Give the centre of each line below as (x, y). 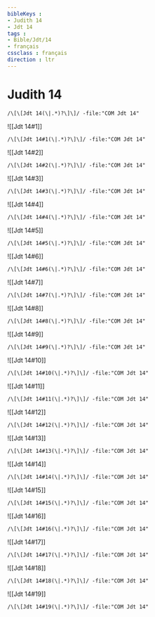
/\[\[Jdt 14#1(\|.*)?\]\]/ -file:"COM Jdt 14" (76, 139)
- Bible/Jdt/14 (29, 40)
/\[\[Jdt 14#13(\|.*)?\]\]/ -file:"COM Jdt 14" (78, 451)
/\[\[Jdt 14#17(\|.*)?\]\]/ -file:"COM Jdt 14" (78, 555)
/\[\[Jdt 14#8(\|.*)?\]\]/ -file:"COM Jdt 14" (76, 321)
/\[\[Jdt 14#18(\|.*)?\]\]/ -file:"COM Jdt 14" (78, 581)
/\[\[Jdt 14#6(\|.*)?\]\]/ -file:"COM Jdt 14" (76, 269)
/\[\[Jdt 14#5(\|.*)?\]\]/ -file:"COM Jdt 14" (76, 243)
